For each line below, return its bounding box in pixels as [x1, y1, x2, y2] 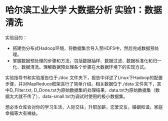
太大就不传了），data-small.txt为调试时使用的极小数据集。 [9, 93, 128, 99]
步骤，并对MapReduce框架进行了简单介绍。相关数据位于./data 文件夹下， [5, 80, 157, 86]
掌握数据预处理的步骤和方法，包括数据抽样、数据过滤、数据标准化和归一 [12, 57, 161, 63]
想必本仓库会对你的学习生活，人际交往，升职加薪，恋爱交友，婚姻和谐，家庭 [5, 103, 163, 110]
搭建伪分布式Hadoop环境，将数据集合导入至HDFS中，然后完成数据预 [12, 45, 155, 51]
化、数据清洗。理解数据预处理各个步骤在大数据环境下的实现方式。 [12, 63, 148, 70]
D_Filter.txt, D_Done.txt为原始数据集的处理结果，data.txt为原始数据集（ [9, 87, 156, 93]
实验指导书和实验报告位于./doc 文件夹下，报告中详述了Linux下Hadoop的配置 [5, 74, 163, 80]
